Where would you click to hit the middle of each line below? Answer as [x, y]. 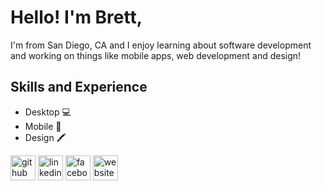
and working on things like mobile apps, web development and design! [156, 55]
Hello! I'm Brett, [76, 17]
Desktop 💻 [48, 112]
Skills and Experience [79, 87]
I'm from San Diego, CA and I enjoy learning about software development [161, 45]
